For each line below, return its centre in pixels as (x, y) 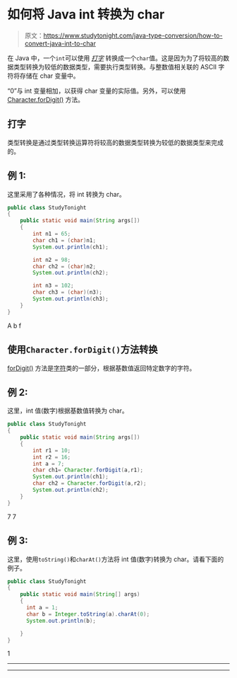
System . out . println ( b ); (61, 621)
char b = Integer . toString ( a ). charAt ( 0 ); (88, 614)
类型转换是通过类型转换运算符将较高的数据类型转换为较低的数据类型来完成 (115, 142)
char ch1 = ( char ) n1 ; (65, 240)
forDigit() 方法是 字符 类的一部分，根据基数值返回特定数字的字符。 (102, 368)
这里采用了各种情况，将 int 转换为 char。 (66, 194)
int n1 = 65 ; (52, 234)
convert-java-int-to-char (60, 43)
